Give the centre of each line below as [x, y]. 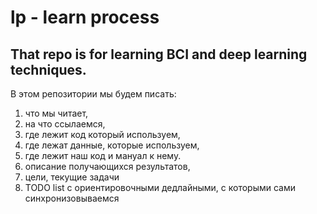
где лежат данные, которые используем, [112, 145]
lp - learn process [85, 17]
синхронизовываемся [72, 198]
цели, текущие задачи [72, 177]
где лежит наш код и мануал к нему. [103, 155]
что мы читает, [56, 113]
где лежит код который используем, [102, 134]
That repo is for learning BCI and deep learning [159, 54]
